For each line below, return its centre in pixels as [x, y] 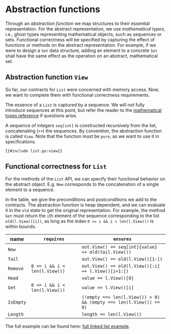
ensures [122, 239]
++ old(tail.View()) [106, 252]
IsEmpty [17, 302]
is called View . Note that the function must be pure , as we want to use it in [82, 136]
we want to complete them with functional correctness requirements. [78, 95]
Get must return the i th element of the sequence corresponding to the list [82, 216]
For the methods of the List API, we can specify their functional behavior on [85, 178]
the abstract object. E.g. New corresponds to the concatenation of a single [82, 184]
